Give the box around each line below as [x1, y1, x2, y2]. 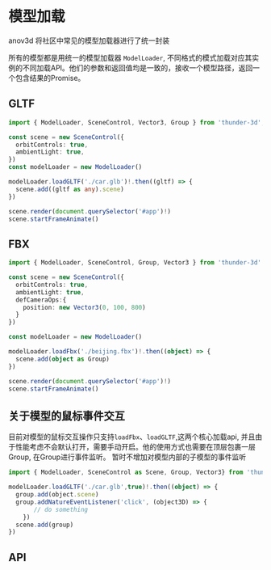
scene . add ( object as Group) [15, 355, 110, 363]
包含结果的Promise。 [15, 73, 85, 82]
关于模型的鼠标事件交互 [8, 409, 125, 423]
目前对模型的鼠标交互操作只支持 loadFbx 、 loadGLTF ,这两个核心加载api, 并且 [8, 432, 256, 441]
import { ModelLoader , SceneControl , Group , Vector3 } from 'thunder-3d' [8, 259, 262, 267]
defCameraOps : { [15, 296, 67, 304]
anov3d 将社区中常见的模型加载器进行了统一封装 [8, 36, 170, 45]
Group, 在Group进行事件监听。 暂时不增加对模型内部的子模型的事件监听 [8, 452, 247, 462]
